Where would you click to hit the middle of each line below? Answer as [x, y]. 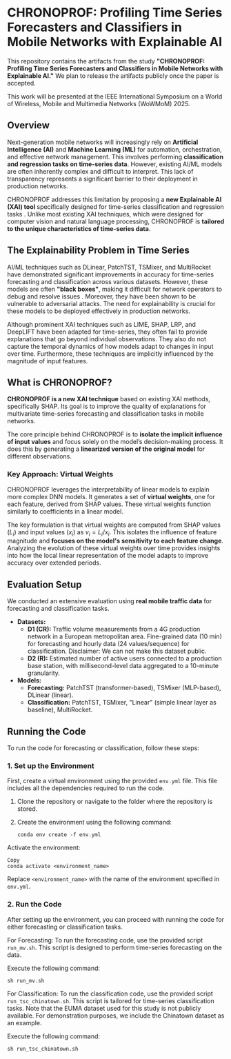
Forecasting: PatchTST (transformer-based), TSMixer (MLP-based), [124, 688]
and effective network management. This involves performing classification [115, 157]
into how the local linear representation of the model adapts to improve [108, 556]
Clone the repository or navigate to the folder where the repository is [115, 802]
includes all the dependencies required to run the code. [86, 788]
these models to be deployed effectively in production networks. [99, 311]
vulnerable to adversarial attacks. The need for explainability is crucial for [111, 303]
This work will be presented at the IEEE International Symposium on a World [115, 96]
